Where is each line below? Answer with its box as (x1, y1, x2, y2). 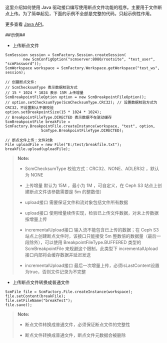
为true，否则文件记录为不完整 (24, 269, 86, 274)
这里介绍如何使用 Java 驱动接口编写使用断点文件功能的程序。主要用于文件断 (5, 4, 162, 10)
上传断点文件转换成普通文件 (12, 279, 70, 285)
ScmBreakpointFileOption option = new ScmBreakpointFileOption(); (5, 94, 146, 99)
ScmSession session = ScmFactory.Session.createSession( (5, 52, 126, 57)
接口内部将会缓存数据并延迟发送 (24, 252, 91, 257)
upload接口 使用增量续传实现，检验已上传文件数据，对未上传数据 (24, 210, 159, 216)
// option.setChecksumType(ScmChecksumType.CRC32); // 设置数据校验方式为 (5, 100, 157, 105)
